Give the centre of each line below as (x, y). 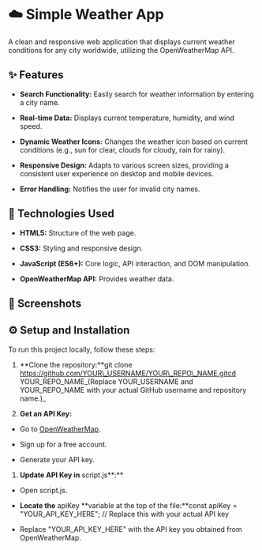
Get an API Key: (46, 413)
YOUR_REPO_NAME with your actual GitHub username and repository (133, 390)
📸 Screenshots (45, 303)
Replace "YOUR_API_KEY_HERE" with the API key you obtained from (131, 529)
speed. (31, 126)
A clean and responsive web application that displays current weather (122, 41)
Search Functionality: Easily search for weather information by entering (137, 94)
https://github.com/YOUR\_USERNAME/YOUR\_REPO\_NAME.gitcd (128, 373)
